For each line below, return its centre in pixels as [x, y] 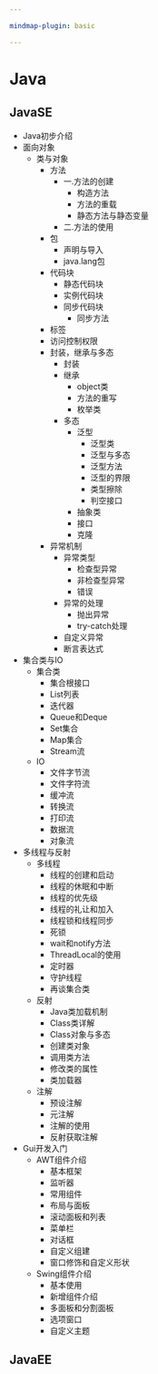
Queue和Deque [79, 717]
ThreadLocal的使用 [85, 955]
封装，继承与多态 [82, 352]
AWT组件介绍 [61, 1160]
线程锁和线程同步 [82, 920]
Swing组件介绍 [64, 1274]
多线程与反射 [46, 852]
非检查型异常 [101, 580]
